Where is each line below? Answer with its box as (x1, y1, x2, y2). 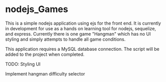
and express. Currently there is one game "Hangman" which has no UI (5, 31, 151, 37)
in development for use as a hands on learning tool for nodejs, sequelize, (5, 25, 156, 31)
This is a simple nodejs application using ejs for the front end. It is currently (5, 20, 161, 26)
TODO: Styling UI (5, 61, 41, 67)
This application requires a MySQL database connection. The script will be (5, 46, 159, 52)
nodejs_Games (5, 4, 68, 15)
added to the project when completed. (5, 51, 85, 57)
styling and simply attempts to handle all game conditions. (5, 36, 126, 42)
